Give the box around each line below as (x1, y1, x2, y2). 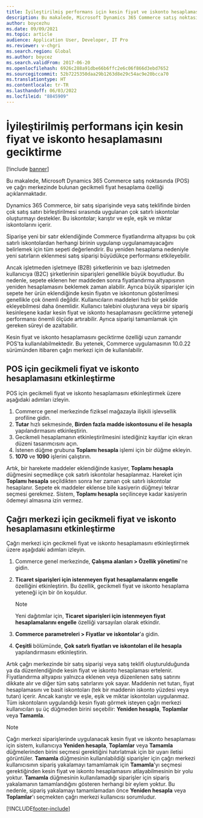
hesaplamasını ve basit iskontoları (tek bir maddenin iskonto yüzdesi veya (6, 686, 189, 694)
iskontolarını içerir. (6, 221, 53, 228)
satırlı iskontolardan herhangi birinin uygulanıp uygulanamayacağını (6, 239, 174, 246)
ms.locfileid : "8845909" (6, 93, 69, 99)
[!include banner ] (6, 165, 50, 173)
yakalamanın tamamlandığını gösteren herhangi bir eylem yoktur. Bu (6, 780, 175, 788)
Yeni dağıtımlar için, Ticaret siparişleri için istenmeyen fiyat (14, 613, 166, 620)
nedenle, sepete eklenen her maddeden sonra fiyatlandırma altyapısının (6, 276, 185, 284)
